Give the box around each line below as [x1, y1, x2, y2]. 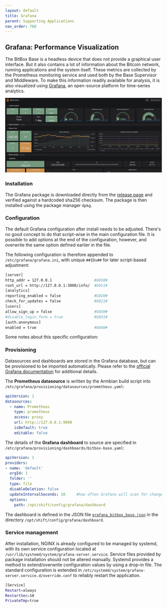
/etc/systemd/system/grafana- [83, 568, 146, 573]
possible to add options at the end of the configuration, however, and [5, 236, 147, 242]
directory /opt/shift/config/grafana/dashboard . [5, 517, 104, 523]
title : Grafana [5, 13, 37, 18]
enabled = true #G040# [5, 325, 108, 330]
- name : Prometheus [9, 404, 50, 409]
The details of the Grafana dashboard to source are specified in [5, 439, 137, 445]
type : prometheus [14, 409, 50, 414]
